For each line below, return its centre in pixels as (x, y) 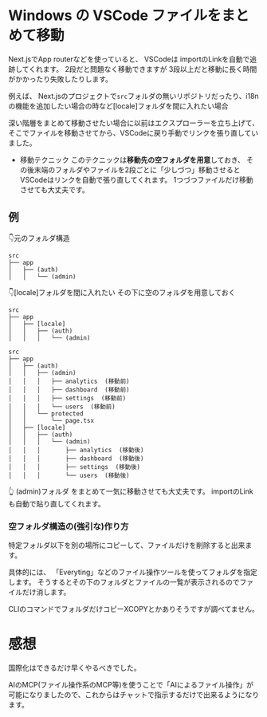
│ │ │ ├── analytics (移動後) (76, 450)
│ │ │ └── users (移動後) (69, 475)
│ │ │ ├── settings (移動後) (75, 467)
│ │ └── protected (46, 414)
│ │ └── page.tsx (51, 420)
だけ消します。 (46, 592)
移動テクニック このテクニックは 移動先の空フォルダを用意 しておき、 (132, 160)
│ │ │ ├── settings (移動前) (67, 398)
